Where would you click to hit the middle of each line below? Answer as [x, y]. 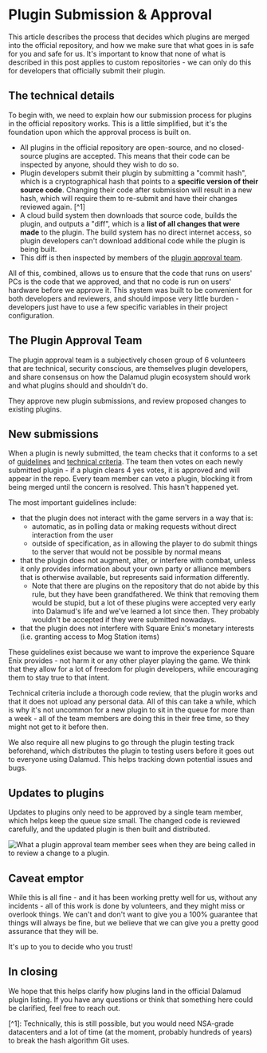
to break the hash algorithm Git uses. [69, 1040]
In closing [33, 972]
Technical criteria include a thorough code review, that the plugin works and [133, 693]
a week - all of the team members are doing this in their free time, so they [129, 719]
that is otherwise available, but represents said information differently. [134, 578]
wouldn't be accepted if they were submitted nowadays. [124, 620]
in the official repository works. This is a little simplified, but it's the [118, 123]
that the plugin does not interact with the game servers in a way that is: [136, 518]
